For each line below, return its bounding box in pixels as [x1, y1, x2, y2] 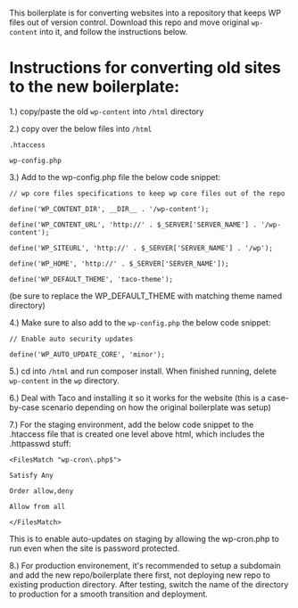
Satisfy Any [9, 471, 54, 480]
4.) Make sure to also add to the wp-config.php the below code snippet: [9, 316, 271, 328]
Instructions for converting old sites [9, 58, 281, 78]
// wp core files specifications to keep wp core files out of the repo [9, 189, 286, 198]
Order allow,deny [9, 486, 74, 496]
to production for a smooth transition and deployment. [9, 588, 208, 599]
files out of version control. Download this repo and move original [9, 17, 250, 28]
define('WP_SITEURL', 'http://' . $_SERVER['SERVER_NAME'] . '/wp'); [9, 243, 274, 252]
